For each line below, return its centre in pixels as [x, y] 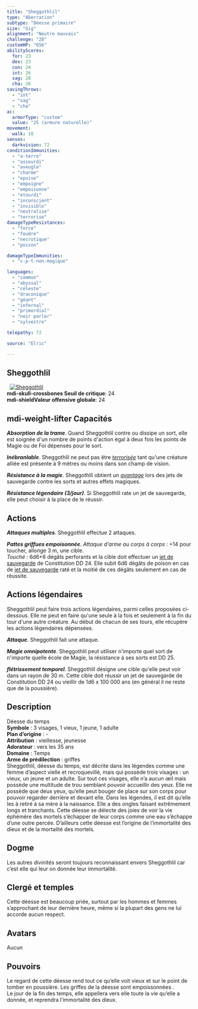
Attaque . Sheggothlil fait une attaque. [53, 639]
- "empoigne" [28, 184]
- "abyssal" [27, 283]
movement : [19, 128]
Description [29, 707]
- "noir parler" [32, 316]
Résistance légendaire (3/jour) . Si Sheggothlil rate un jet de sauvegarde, [96, 493]
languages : [20, 272]
